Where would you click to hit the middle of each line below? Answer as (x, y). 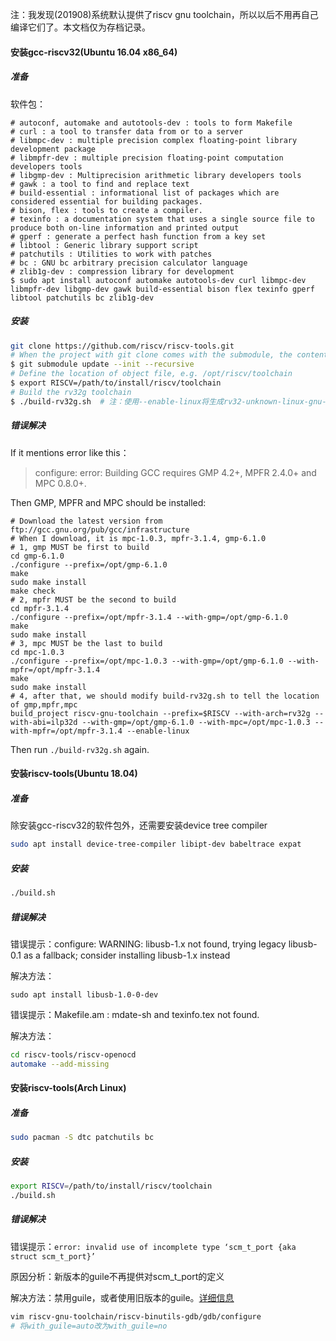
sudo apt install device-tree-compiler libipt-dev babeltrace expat (156, 844)
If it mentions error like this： (70, 452)
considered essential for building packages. (106, 201)
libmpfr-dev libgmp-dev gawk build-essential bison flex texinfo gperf (162, 289)
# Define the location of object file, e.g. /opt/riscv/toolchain (151, 374)
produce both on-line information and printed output (125, 228)
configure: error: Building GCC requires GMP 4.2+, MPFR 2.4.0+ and (175, 472)
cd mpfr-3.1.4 (40, 608)
